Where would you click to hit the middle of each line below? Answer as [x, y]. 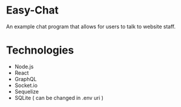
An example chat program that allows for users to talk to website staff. [91, 26]
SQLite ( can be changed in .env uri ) [59, 98]
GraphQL [26, 79]
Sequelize [27, 91]
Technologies [40, 50]
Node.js [24, 66]
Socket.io [26, 85]
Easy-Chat [32, 10]
